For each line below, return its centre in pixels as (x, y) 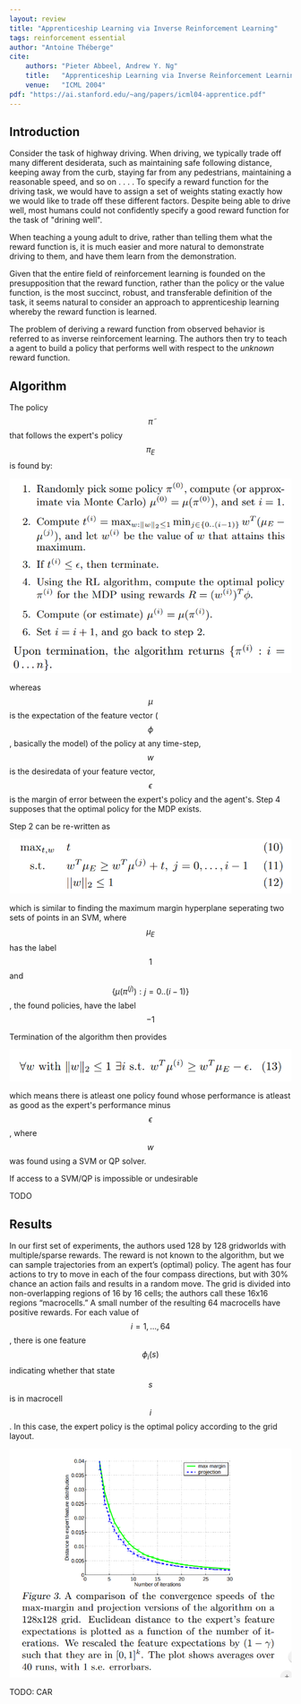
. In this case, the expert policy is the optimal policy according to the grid (143, 1426)
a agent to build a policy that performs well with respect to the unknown (142, 349)
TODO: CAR (31, 1692)
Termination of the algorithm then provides (88, 1037)
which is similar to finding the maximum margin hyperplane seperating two (147, 908)
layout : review (38, 19)
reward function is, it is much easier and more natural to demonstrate (137, 247)
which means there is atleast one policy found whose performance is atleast (150, 1096)
